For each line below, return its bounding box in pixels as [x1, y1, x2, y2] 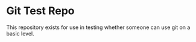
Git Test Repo [6, 4, 75, 18]
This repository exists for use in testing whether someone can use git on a [6, 24, 191, 31]
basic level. [6, 30, 34, 37]
